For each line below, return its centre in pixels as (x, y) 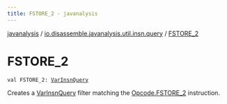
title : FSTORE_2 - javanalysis (53, 14)
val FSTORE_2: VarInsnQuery (48, 80)
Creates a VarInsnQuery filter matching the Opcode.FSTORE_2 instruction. (114, 93)
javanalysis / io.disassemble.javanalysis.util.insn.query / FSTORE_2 (103, 33)
